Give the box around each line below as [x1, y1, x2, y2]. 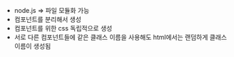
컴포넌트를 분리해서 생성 [14, 15, 82, 24]
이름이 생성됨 [14, 42, 51, 50]
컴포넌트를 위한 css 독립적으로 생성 [14, 24, 113, 32]
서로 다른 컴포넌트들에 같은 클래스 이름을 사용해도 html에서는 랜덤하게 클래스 [14, 33, 227, 41]
